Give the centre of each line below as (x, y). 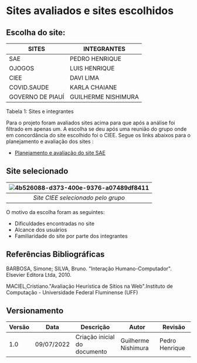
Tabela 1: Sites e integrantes (40, 111)
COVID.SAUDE (29, 87)
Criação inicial (95, 337)
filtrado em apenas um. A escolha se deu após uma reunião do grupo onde (96, 129)
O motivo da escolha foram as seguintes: (55, 212)
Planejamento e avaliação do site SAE (60, 153)
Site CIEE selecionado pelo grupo (79, 198)
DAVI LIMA (85, 78)
